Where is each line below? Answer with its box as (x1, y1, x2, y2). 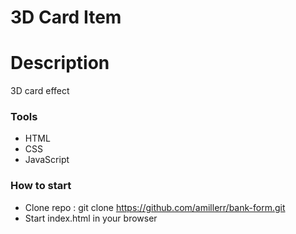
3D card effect (10, 85, 70, 97)
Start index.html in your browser (24, 212, 158, 224)
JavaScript (24, 154, 70, 166)
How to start (10, 179, 72, 193)
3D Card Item (10, 6, 122, 29)
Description (10, 52, 110, 75)
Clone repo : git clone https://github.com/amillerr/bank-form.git (24, 201, 286, 213)
